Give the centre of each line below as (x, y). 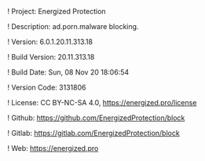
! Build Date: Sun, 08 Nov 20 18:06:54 (68, 72)
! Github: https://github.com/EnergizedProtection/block (96, 118)
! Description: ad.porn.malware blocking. (73, 26)
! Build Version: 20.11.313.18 (51, 57)
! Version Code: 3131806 (47, 87)
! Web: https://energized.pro (53, 148)
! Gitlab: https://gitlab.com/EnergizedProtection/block (93, 133)
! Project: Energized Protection (57, 11)
